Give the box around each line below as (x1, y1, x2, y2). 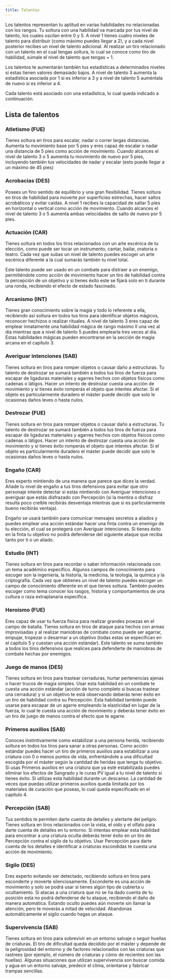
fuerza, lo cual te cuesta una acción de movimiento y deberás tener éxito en (5, 707, 165, 713)
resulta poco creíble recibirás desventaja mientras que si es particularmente (5, 500, 165, 506)
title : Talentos (5, 7, 40, 13)
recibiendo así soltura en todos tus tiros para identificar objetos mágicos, (5, 313, 159, 319)
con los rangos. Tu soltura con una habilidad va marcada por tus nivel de (5, 27, 158, 33)
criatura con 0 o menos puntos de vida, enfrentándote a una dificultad (5, 754, 153, 760)
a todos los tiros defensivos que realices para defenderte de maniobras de (5, 645, 162, 651)
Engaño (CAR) (5, 466, 41, 473)
